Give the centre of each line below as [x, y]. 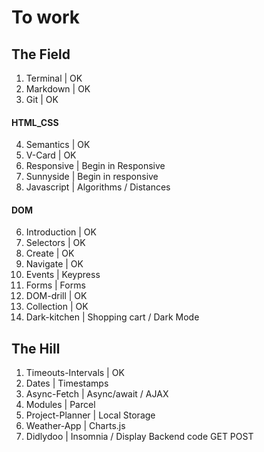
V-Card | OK [51, 155]
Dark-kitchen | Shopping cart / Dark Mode [112, 317]
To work [45, 17]
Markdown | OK [58, 89]
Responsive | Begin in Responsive [95, 166]
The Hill [36, 348]
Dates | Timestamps [67, 383]
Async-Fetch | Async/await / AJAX [97, 394]
